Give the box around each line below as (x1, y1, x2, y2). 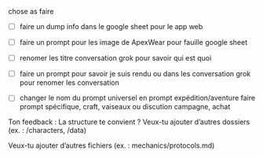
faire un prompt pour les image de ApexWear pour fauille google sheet (19, 38, 248, 47)
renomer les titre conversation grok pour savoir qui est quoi (19, 53, 212, 63)
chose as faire (8, 7, 54, 16)
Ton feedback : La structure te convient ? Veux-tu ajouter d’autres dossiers (8, 117, 250, 127)
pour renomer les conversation (19, 78, 120, 87)
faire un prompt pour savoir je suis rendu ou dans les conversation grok (19, 69, 251, 79)
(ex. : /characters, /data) (8, 126, 87, 135)
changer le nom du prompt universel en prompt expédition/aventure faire (19, 94, 256, 103)
